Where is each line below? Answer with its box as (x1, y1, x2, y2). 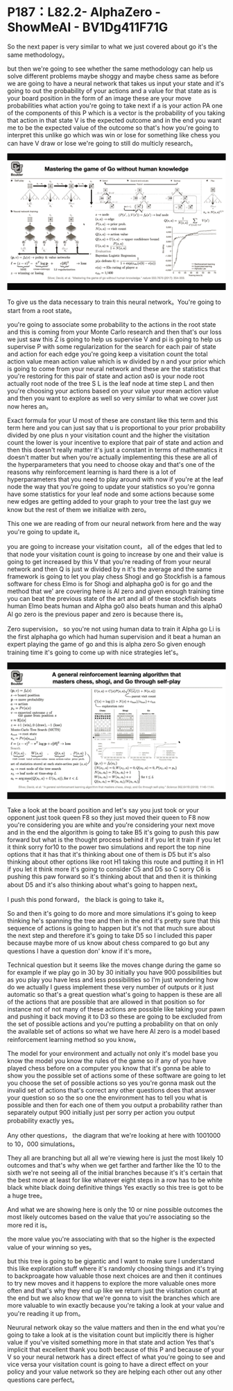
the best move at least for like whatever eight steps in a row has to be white (7, 1175, 223, 1184)
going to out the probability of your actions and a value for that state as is (7, 86, 217, 95)
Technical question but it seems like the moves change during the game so (7, 960, 221, 969)
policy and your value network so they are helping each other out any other (7, 1367, 223, 1376)
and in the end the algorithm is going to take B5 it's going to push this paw (7, 828, 220, 836)
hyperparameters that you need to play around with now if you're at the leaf (7, 475, 224, 484)
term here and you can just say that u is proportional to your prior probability (7, 423, 226, 432)
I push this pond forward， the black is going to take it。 (7, 895, 168, 903)
